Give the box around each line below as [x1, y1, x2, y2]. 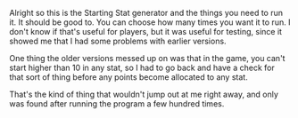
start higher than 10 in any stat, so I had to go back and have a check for [9, 62, 275, 73]
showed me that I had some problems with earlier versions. [9, 35, 227, 46]
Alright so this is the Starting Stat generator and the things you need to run [9, 8, 284, 18]
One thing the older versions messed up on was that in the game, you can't [9, 53, 286, 63]
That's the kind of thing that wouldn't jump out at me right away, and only [9, 89, 279, 99]
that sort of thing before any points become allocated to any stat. [9, 72, 248, 83]
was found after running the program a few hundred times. [9, 98, 225, 109]
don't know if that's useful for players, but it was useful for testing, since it [9, 27, 283, 36]
